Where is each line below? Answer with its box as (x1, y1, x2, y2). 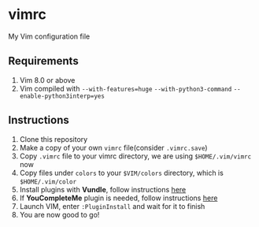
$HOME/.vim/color (19, 177, 77, 186)
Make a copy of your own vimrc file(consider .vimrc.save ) (19, 143, 208, 152)
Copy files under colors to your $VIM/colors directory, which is (19, 168, 224, 177)
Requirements (8, 54, 79, 68)
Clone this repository (19, 134, 88, 143)
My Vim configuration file (8, 32, 91, 41)
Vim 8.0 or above (19, 75, 76, 84)
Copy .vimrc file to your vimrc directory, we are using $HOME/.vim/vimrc (19, 151, 252, 161)
